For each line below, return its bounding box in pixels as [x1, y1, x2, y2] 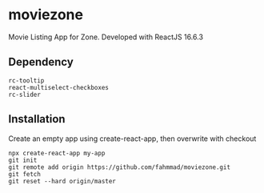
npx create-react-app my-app [8, 149, 106, 157]
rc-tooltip [8, 76, 45, 85]
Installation [8, 112, 66, 126]
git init [8, 156, 38, 164]
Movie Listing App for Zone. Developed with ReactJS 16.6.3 [8, 32, 204, 42]
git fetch [8, 170, 42, 178]
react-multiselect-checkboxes [8, 83, 110, 91]
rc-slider [8, 90, 42, 99]
